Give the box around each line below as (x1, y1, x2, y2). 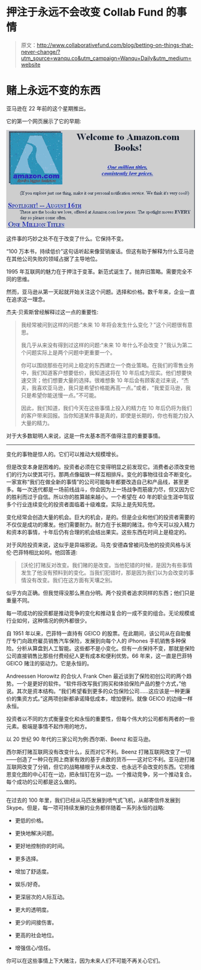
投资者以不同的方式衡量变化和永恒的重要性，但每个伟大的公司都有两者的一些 (6, 715, 195, 723)
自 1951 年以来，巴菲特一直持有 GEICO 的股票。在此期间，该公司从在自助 (6, 630, 186, 637)
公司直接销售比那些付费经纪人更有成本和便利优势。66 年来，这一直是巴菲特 (6, 652, 193, 660)
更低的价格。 (14, 817, 47, 824)
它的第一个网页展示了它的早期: (6, 118, 82, 125)
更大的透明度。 (14, 906, 52, 914)
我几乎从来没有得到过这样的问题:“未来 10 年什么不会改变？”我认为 (20, 341, 182, 349)
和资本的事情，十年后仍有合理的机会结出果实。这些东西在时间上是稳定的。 (6, 528, 190, 536)
